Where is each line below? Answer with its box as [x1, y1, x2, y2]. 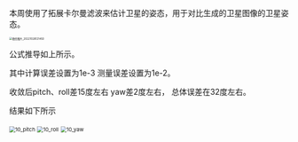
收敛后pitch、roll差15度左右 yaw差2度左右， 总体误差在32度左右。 [9, 87, 251, 97]
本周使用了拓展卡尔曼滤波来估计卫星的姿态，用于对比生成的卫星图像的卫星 [9, 8, 281, 18]
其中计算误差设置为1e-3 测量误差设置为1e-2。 [9, 67, 176, 78]
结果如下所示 [9, 106, 56, 115]
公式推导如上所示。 [9, 49, 80, 59]
